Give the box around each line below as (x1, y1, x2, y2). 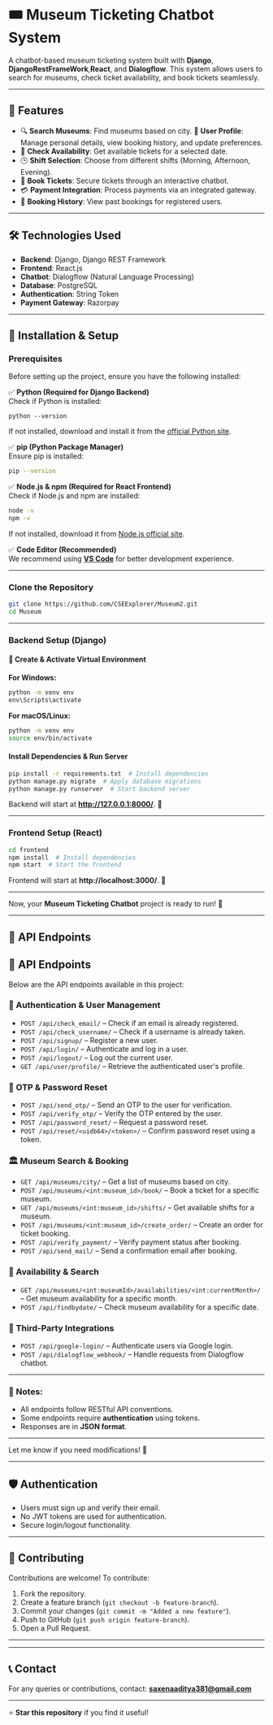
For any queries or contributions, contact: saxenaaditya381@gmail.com (8, 1684, 252, 1693)
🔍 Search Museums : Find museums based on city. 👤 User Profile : (19, 126, 244, 136)
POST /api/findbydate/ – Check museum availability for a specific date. (19, 1301, 259, 1312)
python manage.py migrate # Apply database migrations (8, 777, 201, 785)
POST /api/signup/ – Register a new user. (19, 1035, 158, 1045)
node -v (8, 506, 35, 515)
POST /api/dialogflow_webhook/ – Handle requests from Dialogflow (19, 1349, 244, 1359)
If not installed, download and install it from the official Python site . (8, 427, 232, 437)
